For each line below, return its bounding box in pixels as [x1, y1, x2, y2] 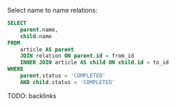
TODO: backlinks [7, 91, 57, 100]
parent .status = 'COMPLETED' [20, 72, 106, 79]
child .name [20, 33, 52, 40]
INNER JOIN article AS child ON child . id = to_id [20, 59, 170, 66]
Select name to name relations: [7, 6, 98, 14]
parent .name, [20, 26, 59, 33]
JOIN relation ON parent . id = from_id [20, 52, 134, 59]
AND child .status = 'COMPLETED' [20, 78, 115, 86]
